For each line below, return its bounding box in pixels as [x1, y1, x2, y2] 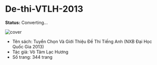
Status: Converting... [5, 20, 48, 25]
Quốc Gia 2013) [12, 43, 44, 49]
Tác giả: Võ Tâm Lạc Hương [12, 49, 69, 55]
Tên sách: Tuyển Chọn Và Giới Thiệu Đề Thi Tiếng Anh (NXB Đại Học [12, 38, 152, 44]
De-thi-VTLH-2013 [5, 3, 83, 15]
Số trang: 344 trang [12, 54, 53, 60]
